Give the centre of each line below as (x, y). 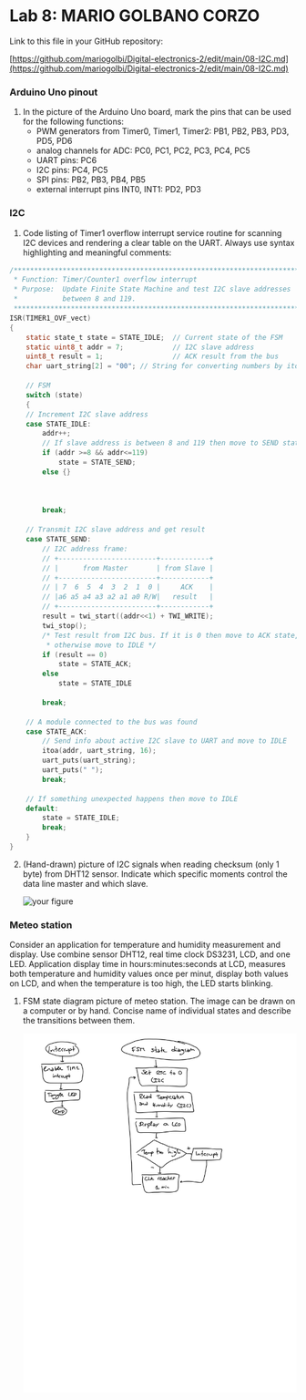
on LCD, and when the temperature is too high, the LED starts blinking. (141, 983)
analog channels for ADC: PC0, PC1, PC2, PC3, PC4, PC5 (143, 150)
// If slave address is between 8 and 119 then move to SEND (161, 443)
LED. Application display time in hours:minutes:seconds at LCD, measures (148, 964)
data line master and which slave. (85, 883)
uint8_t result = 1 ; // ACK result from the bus (153, 356)
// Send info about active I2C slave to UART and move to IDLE (164, 741)
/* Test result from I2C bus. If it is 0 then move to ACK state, (171, 635)
